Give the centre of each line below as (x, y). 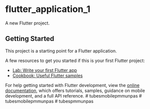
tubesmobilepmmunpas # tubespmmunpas (49, 101)
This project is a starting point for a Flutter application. (61, 50)
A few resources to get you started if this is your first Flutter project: (75, 60)
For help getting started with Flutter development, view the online (72, 85)
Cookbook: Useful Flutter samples (47, 75)
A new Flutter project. (27, 23)
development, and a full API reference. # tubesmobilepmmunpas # (73, 95)
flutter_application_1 (48, 9)
